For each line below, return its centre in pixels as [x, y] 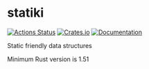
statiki [25, 13]
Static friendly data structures [50, 45]
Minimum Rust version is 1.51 [48, 59]
